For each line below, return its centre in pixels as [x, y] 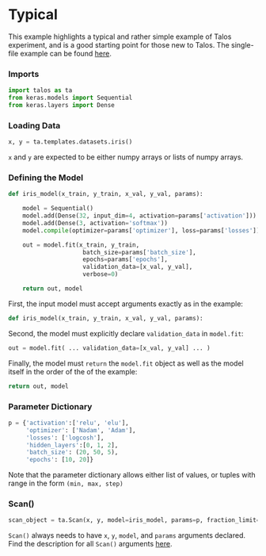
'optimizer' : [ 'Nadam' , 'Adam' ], [81, 430]
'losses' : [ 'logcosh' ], [65, 438]
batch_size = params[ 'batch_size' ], [139, 252]
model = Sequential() [58, 209]
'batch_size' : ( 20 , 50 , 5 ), [72, 452]
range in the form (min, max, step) [66, 483]
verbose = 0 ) [101, 274]
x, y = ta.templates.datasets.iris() [70, 142]
